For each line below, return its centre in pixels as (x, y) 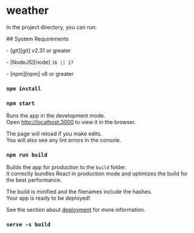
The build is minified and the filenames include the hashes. (79, 192)
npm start (20, 103)
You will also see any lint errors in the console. (64, 140)
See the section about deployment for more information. (76, 210)
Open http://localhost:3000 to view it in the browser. (71, 122)
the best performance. (34, 180)
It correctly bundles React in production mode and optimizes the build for (97, 174)
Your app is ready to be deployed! (48, 198)
